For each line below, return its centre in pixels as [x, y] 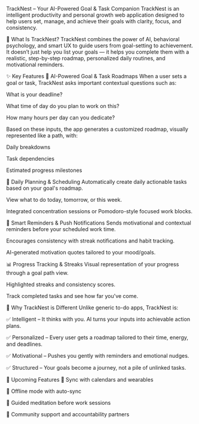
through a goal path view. [37, 273]
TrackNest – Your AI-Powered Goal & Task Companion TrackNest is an [93, 9]
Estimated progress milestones [44, 170]
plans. [14, 326]
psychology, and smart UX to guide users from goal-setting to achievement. [99, 45]
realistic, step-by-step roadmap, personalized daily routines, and [86, 58]
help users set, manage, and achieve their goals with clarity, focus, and [94, 21]
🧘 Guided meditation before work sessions [59, 403]
